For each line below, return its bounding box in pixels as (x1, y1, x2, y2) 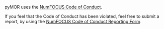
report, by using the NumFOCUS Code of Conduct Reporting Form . (4, 19, 142, 24)
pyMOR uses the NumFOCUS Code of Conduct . (4, 4, 102, 10)
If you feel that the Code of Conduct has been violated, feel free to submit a (4, 14, 160, 19)
